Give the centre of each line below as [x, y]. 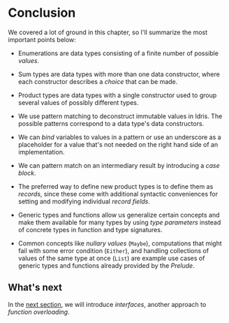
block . [27, 173]
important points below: [42, 39]
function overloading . [39, 312]
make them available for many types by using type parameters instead [119, 222]
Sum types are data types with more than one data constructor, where [119, 74]
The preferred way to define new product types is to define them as [116, 186]
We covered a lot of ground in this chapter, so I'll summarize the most [108, 32]
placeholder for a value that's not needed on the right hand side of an [118, 144]
